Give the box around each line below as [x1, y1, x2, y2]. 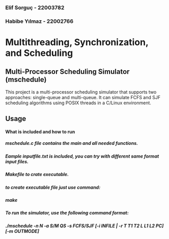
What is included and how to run [5, 129, 75, 135]
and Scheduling [5, 47, 73, 59]
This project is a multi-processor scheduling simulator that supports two [5, 88, 157, 95]
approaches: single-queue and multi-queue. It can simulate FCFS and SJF [5, 94, 161, 100]
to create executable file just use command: [5, 184, 101, 190]
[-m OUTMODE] [5, 228, 40, 234]
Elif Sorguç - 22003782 [5, 4, 65, 11]
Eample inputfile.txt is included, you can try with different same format [5, 153, 159, 159]
